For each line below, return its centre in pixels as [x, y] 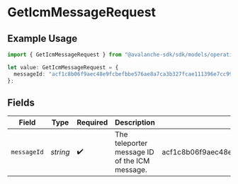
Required [92, 122]
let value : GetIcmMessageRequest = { [63, 67]
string [60, 152]
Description [135, 122]
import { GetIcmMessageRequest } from [64, 54]
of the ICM [132, 161]
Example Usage [42, 39]
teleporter [131, 144]
